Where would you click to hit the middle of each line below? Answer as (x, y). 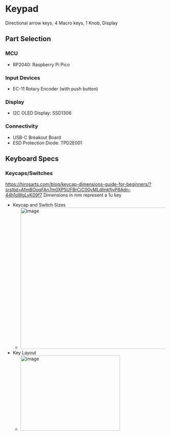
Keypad (22, 9)
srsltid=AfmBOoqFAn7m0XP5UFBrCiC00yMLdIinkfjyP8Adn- (68, 190)
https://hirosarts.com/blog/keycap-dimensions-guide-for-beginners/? (78, 184)
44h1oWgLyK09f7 (24, 195)
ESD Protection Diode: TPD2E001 (47, 142)
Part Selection (28, 39)
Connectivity (22, 126)
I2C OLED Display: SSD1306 (42, 113)
